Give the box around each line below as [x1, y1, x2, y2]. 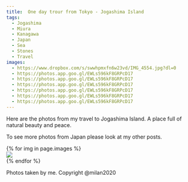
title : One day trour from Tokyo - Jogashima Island [6, 8, 145, 15]
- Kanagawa [11, 31, 39, 37]
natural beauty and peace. [6, 121, 72, 128]
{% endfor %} [6, 157, 41, 165]
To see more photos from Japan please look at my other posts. [6, 133, 163, 140]
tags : [6, 14, 20, 20]
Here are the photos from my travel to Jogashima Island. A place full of [6, 115, 182, 122]
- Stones [11, 48, 34, 54]
